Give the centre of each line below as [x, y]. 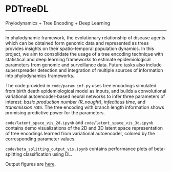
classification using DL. [48, 154]
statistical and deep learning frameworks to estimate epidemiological [78, 59]
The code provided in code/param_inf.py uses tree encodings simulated [81, 85]
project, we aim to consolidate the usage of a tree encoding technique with [84, 54]
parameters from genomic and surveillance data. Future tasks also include [84, 65]
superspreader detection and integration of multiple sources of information [84, 70]
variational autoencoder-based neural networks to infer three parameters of [85, 96]
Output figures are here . [31, 164]
